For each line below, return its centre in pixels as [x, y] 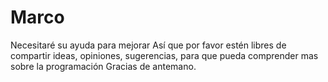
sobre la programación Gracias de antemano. [103, 66]
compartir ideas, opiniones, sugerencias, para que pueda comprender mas [164, 55]
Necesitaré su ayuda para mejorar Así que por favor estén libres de [148, 45]
